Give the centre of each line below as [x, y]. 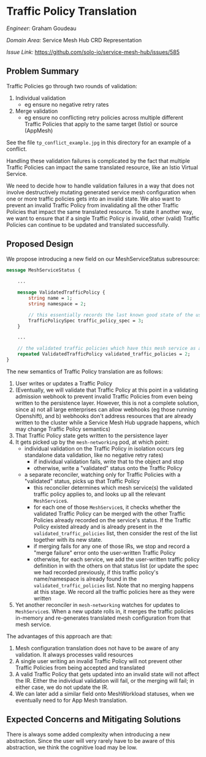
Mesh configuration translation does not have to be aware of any [97, 648]
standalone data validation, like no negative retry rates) [94, 455]
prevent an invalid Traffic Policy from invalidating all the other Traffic [93, 205]
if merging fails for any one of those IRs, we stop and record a [112, 546]
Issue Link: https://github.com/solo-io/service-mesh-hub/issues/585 [93, 52]
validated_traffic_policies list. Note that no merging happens [114, 585]
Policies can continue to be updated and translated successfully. [88, 224]
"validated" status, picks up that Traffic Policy [82, 481]
